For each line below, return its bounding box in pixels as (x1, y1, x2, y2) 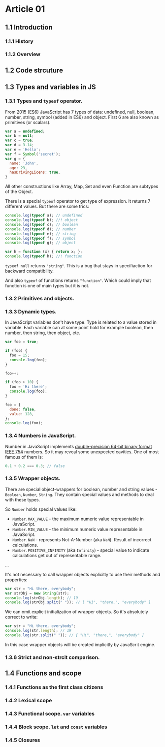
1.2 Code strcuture (5, 66, 63, 74)
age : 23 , (9, 165, 28, 170)
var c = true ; (5, 138, 34, 143)
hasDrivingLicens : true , (9, 170, 61, 175)
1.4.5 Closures (5, 737, 40, 744)
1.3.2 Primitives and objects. (5, 295, 75, 302)
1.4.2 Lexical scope (5, 697, 52, 704)
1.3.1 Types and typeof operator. (5, 97, 83, 104)
